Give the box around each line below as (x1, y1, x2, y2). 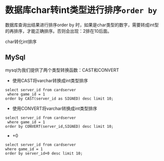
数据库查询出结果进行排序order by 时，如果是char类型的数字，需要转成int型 (5, 22, 159, 28)
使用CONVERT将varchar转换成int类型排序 (12, 105, 97, 111)
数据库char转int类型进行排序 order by (5, 4, 157, 16)
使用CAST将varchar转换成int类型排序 (12, 77, 88, 83)
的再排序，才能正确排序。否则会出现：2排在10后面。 (5, 28, 112, 34)
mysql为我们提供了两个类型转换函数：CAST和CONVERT (5, 67, 120, 73)
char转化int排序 (5, 38, 37, 45)
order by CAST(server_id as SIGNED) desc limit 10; (5, 96, 114, 101)
